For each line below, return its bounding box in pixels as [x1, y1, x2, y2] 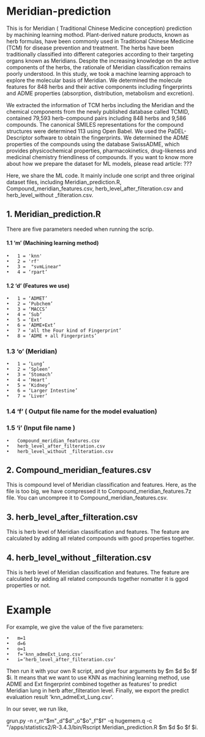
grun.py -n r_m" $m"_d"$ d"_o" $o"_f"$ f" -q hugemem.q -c [6, 717, 152, 725]
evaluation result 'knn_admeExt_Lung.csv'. [6, 694, 114, 701]
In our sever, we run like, [6, 705, 69, 713]
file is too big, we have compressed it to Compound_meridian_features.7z [6, 488, 192, 495]
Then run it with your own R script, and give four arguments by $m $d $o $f [6, 667, 197, 675]
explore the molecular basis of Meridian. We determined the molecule [6, 77, 182, 84]
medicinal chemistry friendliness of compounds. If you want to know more [6, 153, 194, 160]
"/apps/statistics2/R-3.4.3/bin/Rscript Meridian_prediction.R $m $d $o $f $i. [6, 724, 198, 731]
